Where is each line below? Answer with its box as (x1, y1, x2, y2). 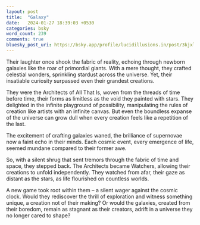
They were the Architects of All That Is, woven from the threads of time (6, 89, 180, 96)
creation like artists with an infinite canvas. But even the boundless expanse (6, 108, 192, 115)
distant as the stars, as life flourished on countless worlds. (6, 175, 149, 182)
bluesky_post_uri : (6, 42, 52, 48)
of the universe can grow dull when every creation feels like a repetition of (6, 114, 189, 121)
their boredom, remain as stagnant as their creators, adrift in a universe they (6, 205, 193, 212)
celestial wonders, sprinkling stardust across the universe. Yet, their (6, 71, 173, 78)
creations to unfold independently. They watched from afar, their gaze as (6, 168, 185, 176)
